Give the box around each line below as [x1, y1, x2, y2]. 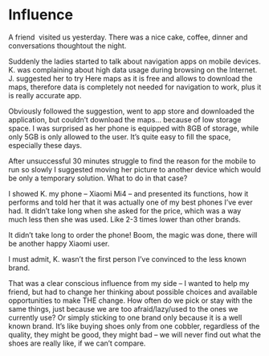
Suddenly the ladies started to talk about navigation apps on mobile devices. [8, 56, 261, 66]
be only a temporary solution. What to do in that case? [8, 173, 188, 183]
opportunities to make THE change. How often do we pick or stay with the [8, 296, 253, 305]
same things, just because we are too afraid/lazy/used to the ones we [8, 304, 238, 313]
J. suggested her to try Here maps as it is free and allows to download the [8, 73, 253, 83]
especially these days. [8, 140, 83, 150]
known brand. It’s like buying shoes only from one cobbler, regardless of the [8, 321, 260, 331]
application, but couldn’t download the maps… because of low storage [8, 114, 242, 124]
